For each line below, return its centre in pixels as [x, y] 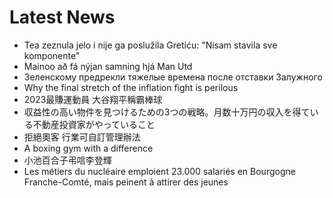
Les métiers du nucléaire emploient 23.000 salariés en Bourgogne [159, 171]
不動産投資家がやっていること [94, 124]
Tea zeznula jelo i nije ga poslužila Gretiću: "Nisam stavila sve [150, 45]
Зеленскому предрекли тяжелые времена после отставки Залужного [173, 77]
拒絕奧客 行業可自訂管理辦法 [82, 137]
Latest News [62, 17]
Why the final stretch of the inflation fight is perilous [131, 87]
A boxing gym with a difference [88, 148]
